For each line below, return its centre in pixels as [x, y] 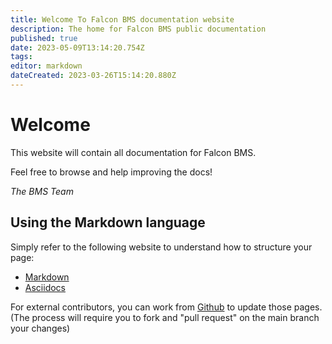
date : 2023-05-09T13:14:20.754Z [77, 47]
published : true [44, 38]
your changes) [40, 328]
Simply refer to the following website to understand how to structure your [161, 247]
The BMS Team [42, 191]
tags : [21, 57]
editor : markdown [46, 66]
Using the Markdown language [108, 222]
